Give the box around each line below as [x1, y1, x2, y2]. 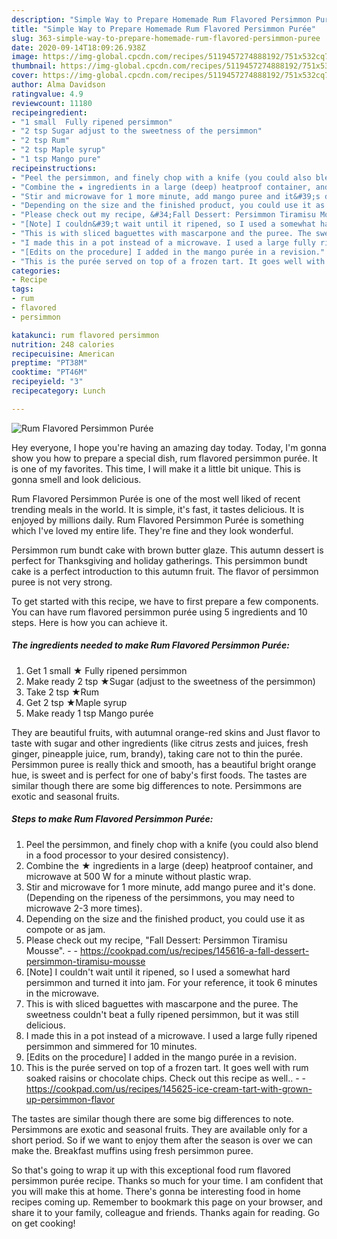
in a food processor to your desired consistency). [25, 849, 229, 861]
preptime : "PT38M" [11, 358, 88, 368]
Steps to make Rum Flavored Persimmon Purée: [11, 813, 214, 825]
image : [11, 52, 39, 62]
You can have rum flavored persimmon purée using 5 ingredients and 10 [11, 606, 308, 618]
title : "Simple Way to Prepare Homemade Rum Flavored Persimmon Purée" [11, 24, 316, 34]
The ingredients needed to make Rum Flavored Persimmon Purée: [11, 639, 290, 651]
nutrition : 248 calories [11, 339, 115, 350]
